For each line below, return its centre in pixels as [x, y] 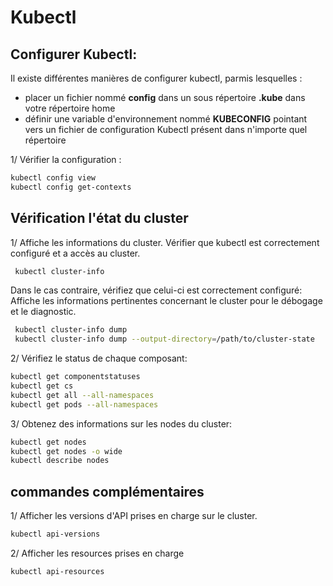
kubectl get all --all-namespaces [82, 395]
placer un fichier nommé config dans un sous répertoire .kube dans [165, 97]
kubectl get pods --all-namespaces [84, 404]
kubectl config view [53, 178]
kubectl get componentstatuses [75, 377]
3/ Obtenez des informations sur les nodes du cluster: [121, 423]
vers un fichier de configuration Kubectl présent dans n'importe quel [166, 129]
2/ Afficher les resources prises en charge [97, 553]
